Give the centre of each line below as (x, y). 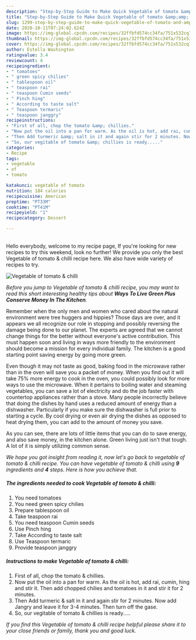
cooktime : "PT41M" (28, 207)
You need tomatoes (38, 498)
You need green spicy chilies (49, 504)
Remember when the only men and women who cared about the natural (92, 311)
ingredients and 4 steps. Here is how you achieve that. (72, 470)
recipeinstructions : (31, 121)
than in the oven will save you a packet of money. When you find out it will (95, 372)
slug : (13, 22)
